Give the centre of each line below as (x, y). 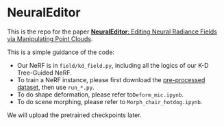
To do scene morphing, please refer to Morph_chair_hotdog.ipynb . (110, 101)
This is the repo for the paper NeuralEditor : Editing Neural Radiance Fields (112, 32)
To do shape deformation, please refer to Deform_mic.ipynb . (100, 94)
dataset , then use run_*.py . (55, 87)
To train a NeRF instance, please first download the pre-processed (111, 79)
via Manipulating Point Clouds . (50, 38)
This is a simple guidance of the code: (61, 52)
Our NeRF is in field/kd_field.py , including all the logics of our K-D (113, 65)
